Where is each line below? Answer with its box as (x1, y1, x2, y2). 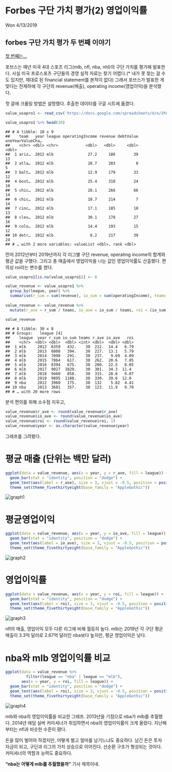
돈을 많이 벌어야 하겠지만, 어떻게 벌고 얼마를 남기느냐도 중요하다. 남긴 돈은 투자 (5, 737, 162, 743)
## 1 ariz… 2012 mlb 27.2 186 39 (5, 152, 139, 157)
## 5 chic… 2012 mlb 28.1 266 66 (5, 188, 139, 193)
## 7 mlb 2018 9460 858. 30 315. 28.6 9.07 (5, 371, 134, 376)
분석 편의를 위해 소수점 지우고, (5, 399, 66, 405)
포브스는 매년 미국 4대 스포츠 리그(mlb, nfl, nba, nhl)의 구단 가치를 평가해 (5, 64, 152, 70)
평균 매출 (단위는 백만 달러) (5, 453, 112, 465)
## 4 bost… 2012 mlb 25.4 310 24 (5, 178, 139, 184)
